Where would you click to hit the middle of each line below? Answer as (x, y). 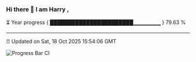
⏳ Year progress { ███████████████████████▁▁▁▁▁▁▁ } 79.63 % (96, 22)
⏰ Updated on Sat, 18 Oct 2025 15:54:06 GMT (61, 42)
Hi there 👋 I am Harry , (38, 9)
